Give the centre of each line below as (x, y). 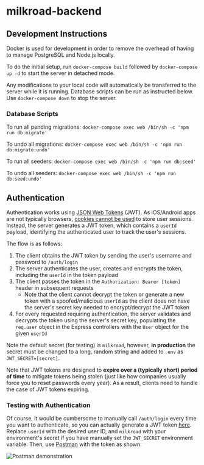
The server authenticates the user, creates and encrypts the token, (99, 269)
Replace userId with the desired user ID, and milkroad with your (86, 431)
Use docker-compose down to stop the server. (62, 98)
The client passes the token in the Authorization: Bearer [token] (98, 281)
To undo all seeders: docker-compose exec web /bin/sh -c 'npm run (91, 173)
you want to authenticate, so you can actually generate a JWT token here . (99, 425)
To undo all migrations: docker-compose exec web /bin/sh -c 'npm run (94, 144)
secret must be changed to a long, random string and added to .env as (95, 351)
